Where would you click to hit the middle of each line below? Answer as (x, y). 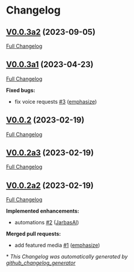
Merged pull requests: (34, 234)
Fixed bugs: (21, 90)
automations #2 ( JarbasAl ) (47, 223)
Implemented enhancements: (43, 211)
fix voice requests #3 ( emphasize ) (56, 101)
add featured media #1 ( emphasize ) (57, 246)
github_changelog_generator (41, 263)
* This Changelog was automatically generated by (67, 257)
